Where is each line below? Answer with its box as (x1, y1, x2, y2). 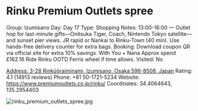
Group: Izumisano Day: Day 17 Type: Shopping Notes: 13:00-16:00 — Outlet (6, 24, 191, 31)
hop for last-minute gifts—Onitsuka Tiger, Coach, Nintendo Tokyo (6, 30, 166, 37)
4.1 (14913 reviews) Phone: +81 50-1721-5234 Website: (6, 73, 140, 81)
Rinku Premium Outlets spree (6, 4, 153, 18)
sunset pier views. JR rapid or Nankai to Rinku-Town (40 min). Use (17, 36, 180, 44)
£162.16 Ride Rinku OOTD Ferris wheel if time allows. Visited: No (6, 55, 164, 63)
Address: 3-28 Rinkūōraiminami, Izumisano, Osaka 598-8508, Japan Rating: (6, 67, 193, 74)
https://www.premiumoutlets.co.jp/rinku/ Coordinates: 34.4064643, (6, 79, 172, 87)
